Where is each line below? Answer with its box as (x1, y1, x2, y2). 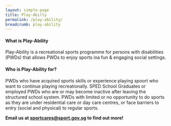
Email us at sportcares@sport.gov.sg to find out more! (5, 115, 124, 121)
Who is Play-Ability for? (5, 66, 57, 72)
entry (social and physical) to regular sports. (5, 104, 99, 111)
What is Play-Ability (5, 37, 49, 44)
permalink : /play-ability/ (5, 17, 63, 22)
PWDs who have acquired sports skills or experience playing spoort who (5, 77, 159, 83)
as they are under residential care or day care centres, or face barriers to (5, 99, 159, 106)
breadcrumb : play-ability (5, 22, 60, 27)
